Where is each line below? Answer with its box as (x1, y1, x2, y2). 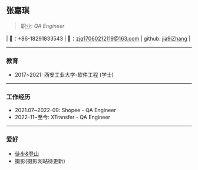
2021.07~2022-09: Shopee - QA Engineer (14, 107, 116, 114)
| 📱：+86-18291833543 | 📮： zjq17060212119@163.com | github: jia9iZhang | (6, 35, 191, 42)
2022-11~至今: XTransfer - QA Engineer (14, 114, 111, 121)
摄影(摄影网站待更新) (14, 157, 66, 164)
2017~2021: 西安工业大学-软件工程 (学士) (14, 71, 114, 79)
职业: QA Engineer (20, 22, 65, 30)
